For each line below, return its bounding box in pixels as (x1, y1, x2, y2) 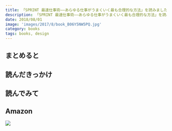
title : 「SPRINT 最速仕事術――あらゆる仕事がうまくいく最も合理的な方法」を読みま (5, 7, 160, 13)
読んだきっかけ (5, 70, 53, 79)
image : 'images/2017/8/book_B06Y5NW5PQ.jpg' (5, 21, 102, 27)
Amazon (5, 107, 33, 115)
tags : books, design (5, 31, 50, 36)
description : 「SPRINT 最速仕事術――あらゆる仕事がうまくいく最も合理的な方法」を (5, 12, 163, 17)
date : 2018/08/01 (5, 17, 42, 22)
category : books (5, 27, 40, 32)
